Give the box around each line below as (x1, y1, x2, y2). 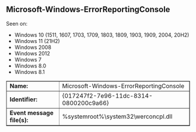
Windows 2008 (14, 44, 51, 51)
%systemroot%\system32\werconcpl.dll (62, 112, 173, 120)
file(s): (9, 116, 29, 124)
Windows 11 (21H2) (14, 37, 60, 44)
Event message (9, 109, 54, 117)
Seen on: (6, 20, 28, 27)
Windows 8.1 (14, 68, 45, 75)
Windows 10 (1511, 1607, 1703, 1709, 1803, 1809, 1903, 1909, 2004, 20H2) (14, 31, 190, 38)
